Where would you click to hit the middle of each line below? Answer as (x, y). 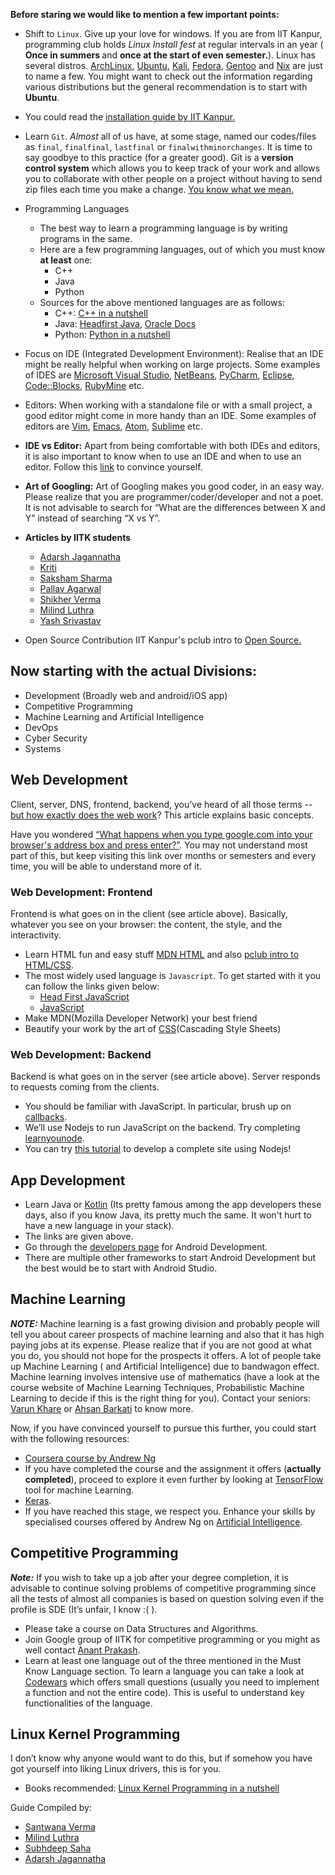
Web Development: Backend (81, 1054)
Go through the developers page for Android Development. (146, 1247)
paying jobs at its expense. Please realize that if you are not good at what (161, 1345)
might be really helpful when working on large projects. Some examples (172, 364)
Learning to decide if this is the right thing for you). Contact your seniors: (160, 1398)
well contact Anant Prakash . (82, 1650)
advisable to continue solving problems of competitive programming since (163, 1588)
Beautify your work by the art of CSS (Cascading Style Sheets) (153, 1028)
